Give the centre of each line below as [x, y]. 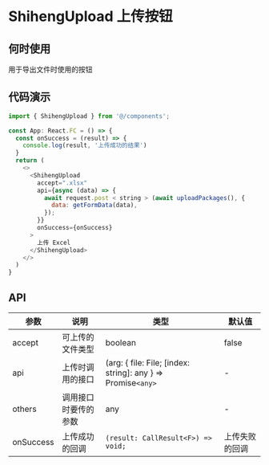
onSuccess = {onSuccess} [75, 228]
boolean [120, 343]
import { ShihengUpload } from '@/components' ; [89, 116]
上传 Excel [54, 243]
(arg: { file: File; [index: [148, 363]
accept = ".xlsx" [62, 183]
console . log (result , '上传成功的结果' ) [85, 145]
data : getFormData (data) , [94, 206]
